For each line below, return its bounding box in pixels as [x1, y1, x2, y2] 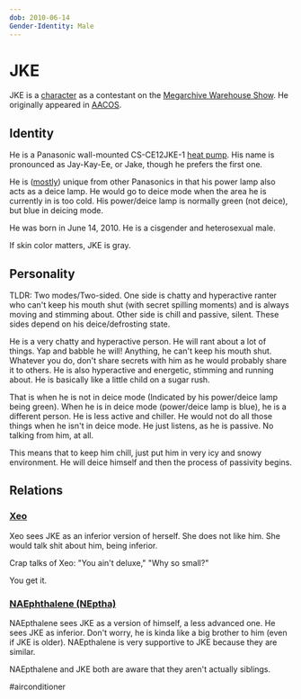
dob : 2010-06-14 [9, 13, 70, 22]
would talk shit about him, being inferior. [9, 540, 158, 551]
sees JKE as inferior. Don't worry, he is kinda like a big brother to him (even [9, 627, 288, 639]
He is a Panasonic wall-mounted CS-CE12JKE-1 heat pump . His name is [9, 149, 275, 160]
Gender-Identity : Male [9, 22, 94, 31]
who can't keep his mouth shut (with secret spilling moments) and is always [9, 300, 289, 310]
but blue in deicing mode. [9, 205, 104, 216]
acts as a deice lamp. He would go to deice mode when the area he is [9, 186, 267, 197]
